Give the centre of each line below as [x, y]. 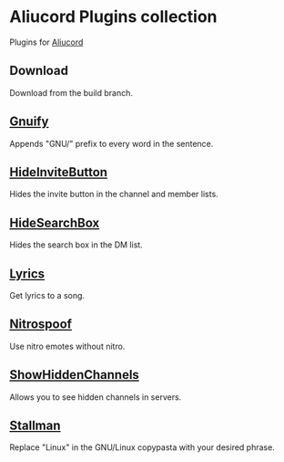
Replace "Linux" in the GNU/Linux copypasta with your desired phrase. [142, 447]
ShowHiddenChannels [74, 375]
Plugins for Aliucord [46, 42]
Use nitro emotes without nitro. [67, 346]
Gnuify [29, 122]
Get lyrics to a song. [47, 295]
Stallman [35, 426]
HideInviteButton [58, 172]
